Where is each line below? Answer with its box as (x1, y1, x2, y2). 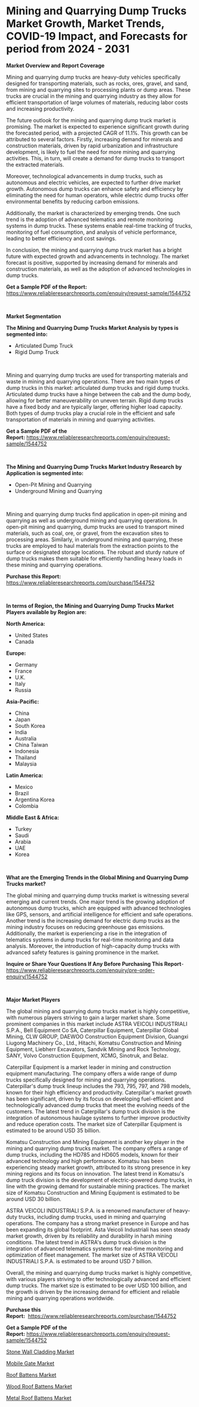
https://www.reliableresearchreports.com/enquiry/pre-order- (6, 966, 155, 974)
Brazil (14, 789, 29, 797)
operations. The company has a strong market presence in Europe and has (6, 1219, 189, 1226)
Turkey (14, 825, 32, 832)
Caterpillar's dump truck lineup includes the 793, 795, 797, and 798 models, (6, 1082, 191, 1089)
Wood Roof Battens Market (6, 1383, 72, 1390)
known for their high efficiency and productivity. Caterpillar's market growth (6, 1089, 192, 1096)
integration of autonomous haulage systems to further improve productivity (6, 1114, 191, 1121)
